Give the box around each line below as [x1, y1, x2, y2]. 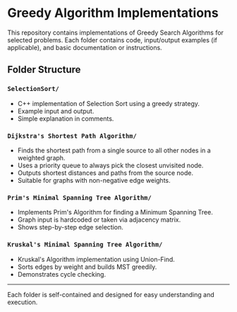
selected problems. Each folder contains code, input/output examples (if [7, 35, 217, 44]
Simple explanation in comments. [17, 114, 114, 123]
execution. [7, 298, 38, 306]
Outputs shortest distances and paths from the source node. [17, 168, 194, 177]
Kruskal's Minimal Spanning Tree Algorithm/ [7, 241, 163, 248]
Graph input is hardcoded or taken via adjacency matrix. [17, 215, 181, 224]
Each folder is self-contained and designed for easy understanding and [7, 290, 214, 299]
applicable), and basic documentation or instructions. [7, 43, 162, 52]
